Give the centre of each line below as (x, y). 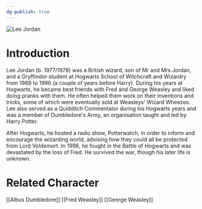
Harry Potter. (22, 121)
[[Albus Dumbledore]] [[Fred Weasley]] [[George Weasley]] (80, 199)
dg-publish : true (28, 12)
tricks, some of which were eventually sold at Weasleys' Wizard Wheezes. (99, 102)
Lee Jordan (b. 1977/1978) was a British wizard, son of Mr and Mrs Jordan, (99, 70)
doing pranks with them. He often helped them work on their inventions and (100, 95)
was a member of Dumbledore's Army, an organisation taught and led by (96, 114)
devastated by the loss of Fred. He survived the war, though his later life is (99, 152)
